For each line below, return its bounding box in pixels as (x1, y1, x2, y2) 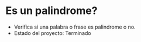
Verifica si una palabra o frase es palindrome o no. (13, 23, 136, 30)
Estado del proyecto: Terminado (13, 29, 91, 36)
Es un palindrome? (5, 4, 98, 17)
